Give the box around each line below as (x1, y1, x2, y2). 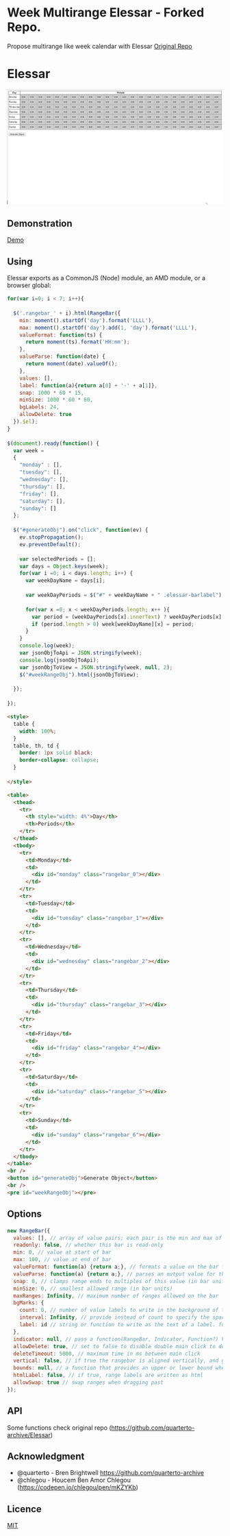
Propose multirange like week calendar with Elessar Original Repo (7, 42, 193, 50)
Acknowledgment (7, 1451, 85, 1462)
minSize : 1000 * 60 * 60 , (19, 396, 94, 404)
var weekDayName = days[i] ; (25, 577, 106, 584)
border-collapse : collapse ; (19, 757, 99, 764)
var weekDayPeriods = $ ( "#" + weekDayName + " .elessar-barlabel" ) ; (25, 592, 225, 599)
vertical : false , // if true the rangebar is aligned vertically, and (13, 1357, 219, 1365)
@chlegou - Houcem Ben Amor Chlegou (16, 1476, 131, 1485)
